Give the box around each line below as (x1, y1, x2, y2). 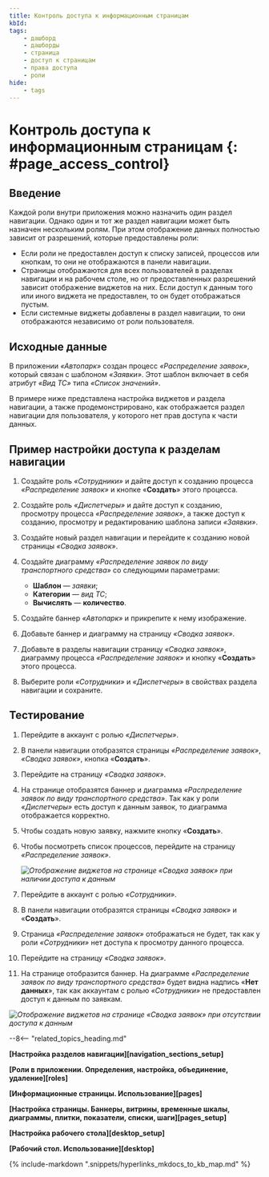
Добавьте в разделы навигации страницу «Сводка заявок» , (20, 645, 227, 653)
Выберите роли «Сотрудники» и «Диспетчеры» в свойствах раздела (20, 677, 257, 686)
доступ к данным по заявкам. (20, 994, 123, 1003)
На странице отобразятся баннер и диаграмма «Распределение (20, 785, 243, 794)
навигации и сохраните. (20, 685, 103, 695)
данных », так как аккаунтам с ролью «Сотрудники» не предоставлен (20, 986, 261, 995)
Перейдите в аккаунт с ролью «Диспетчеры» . (20, 729, 179, 739)
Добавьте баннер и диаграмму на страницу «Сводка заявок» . (20, 629, 235, 638)
